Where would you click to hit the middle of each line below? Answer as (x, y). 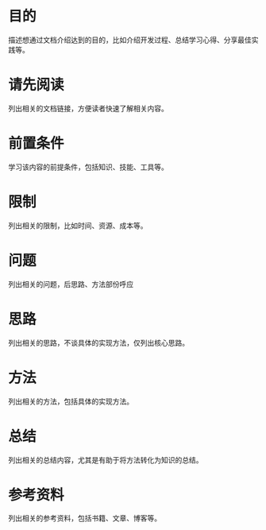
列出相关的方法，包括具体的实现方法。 (71, 401)
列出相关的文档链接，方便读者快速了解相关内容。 (88, 108)
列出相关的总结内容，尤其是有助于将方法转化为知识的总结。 (106, 460)
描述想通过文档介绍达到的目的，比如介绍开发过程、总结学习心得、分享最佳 (130, 40)
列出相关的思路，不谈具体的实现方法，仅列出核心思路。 (98, 342)
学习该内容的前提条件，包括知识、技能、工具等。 (88, 167)
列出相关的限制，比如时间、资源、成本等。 (78, 225)
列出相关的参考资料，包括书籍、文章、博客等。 (85, 518)
